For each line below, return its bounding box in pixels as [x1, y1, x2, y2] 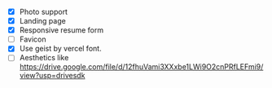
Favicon [19, 34, 46, 44]
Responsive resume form [19, 25, 104, 35]
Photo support [19, 7, 68, 16]
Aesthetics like [19, 53, 69, 63]
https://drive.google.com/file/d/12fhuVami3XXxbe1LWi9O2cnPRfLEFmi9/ [19, 62, 264, 72]
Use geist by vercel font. [19, 44, 103, 54]
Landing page [19, 16, 66, 26]
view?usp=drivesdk [19, 71, 86, 81]
